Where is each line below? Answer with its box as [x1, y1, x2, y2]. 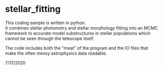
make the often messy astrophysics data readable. [5, 50, 108, 56]
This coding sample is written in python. [5, 20, 86, 26]
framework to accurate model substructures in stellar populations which [5, 30, 151, 36]
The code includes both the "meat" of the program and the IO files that [5, 45, 148, 51]
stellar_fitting [5, 3, 61, 15]
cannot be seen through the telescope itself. [5, 35, 95, 41]
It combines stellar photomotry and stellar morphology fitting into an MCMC [5, 25, 158, 31]
